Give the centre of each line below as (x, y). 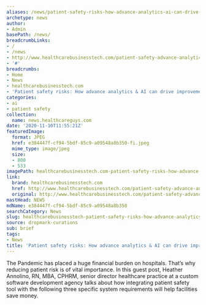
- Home (15, 75)
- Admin (16, 29)
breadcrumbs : (23, 69)
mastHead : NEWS (26, 200)
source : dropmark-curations (42, 223)
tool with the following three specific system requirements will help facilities (102, 289)
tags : (13, 234)
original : (24, 194)
